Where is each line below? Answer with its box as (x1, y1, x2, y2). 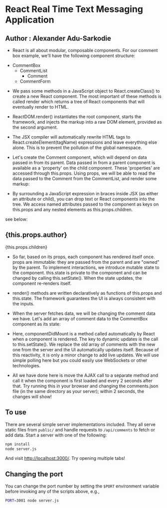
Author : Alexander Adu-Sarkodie (5, 34, 111, 43)
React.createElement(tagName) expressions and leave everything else (12, 139, 157, 145)
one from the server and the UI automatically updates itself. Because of (12, 346, 159, 352)
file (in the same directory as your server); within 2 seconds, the (12, 388, 145, 394)
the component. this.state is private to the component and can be (12, 269, 147, 276)
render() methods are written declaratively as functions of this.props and (12, 290, 162, 296)
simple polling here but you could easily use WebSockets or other (12, 357, 148, 363)
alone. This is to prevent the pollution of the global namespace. (12, 145, 142, 151)
